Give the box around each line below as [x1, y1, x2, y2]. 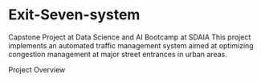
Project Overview [8, 64, 66, 74]
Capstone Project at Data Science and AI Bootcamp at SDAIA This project [8, 32, 251, 42]
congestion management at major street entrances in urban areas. [8, 49, 227, 59]
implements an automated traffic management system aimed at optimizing [8, 40, 255, 50]
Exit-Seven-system [8, 6, 141, 24]
